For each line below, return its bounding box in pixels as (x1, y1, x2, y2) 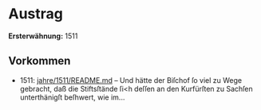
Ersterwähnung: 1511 (8, 31, 78, 41)
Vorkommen (8, 54, 71, 68)
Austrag (8, 5, 64, 23)
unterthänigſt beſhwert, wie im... (19, 92, 125, 102)
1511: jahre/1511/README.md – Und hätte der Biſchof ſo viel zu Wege (19, 75, 243, 84)
